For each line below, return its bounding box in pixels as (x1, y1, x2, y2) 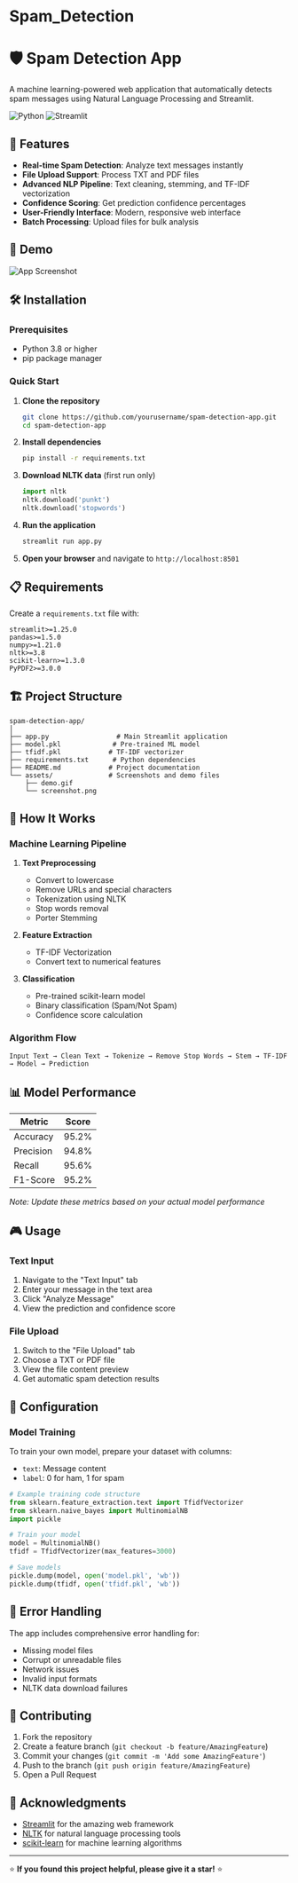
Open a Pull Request (21, 1769, 98, 1780)
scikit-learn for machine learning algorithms (21, 1838, 183, 1848)
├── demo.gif (25, 779, 74, 788)
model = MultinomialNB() (9, 1539, 101, 1548)
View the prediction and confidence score (21, 1303, 176, 1313)
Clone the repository (21, 395, 100, 406)
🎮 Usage (9, 1223, 61, 1239)
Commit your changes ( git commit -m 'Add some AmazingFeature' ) (21, 1751, 266, 1761)
